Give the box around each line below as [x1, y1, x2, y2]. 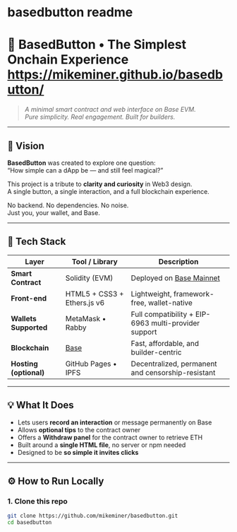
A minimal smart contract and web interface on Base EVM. [24, 105, 196, 114]
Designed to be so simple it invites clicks [17, 448, 139, 456]
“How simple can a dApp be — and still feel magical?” [7, 166, 164, 174]
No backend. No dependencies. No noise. [7, 201, 129, 209]
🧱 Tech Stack [7, 236, 66, 248]
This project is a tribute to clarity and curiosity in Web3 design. [7, 180, 193, 188]
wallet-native [147, 298, 193, 308]
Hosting [11, 359, 38, 369]
